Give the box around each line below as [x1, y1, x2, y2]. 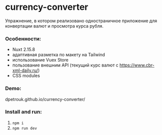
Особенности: [5, 35, 41, 42]
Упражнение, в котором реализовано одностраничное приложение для [5, 18, 157, 24]
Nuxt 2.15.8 [12, 46, 36, 53]
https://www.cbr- [119, 62, 155, 68]
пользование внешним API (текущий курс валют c [12, 62, 119, 68]
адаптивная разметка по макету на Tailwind [12, 52, 105, 58]
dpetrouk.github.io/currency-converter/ [5, 96, 85, 102]
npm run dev [12, 126, 37, 131]
